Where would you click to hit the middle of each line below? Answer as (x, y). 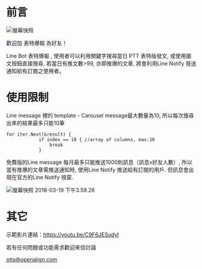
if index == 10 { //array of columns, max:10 (96, 139)
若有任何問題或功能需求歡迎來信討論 (51, 247)
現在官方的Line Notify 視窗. (40, 177)
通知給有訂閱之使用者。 (35, 71)
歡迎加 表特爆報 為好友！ (37, 43)
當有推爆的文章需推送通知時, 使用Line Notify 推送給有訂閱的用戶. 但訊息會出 (100, 169)
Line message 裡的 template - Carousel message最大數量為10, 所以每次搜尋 (100, 115)
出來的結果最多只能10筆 (36, 123)
